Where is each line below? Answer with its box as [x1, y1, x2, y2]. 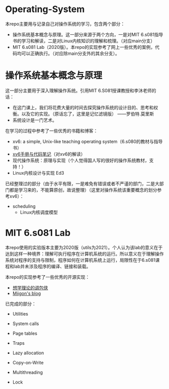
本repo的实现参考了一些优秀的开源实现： [5, 274, 90, 280]
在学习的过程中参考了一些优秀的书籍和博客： [5, 127, 98, 134]
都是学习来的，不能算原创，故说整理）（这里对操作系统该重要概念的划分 [9, 187, 157, 193]
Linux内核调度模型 [20, 209, 58, 215]
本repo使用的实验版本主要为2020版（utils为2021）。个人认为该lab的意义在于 [5, 244, 163, 250]
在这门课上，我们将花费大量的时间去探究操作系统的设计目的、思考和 [12, 104, 154, 110]
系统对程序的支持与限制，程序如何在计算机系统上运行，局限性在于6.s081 [5, 257, 155, 263]
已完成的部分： [5, 300, 36, 306]
